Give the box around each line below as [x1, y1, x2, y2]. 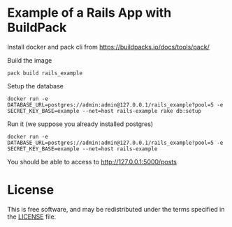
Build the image [7, 56, 52, 64]
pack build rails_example [7, 70, 82, 77]
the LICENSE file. [7, 212, 57, 221]
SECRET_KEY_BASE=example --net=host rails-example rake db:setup [7, 107, 201, 114]
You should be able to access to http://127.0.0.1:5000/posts [7, 157, 177, 166]
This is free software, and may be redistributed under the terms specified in [7, 205, 225, 213]
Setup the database [7, 81, 64, 90]
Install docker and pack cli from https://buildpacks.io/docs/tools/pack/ [7, 42, 210, 51]
